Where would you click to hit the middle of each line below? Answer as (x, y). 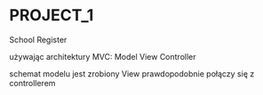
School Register (38, 40)
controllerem (32, 83)
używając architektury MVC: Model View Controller (103, 56)
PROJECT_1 (52, 15)
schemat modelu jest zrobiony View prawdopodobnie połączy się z (132, 73)
